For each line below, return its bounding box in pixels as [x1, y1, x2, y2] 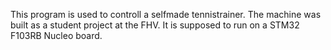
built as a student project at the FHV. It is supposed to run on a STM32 [10, 19, 300, 31]
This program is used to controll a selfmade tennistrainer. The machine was [10, 9, 322, 20]
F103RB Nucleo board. [10, 30, 103, 41]
